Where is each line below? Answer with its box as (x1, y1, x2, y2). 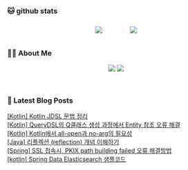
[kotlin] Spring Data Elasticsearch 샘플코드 (7, 155, 126, 163)
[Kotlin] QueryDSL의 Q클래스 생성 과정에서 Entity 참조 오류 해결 (7, 120, 181, 129)
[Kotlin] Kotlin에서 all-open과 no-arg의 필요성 (7, 129, 133, 137)
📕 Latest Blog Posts (7, 96, 74, 105)
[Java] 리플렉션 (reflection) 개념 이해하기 (7, 138, 120, 146)
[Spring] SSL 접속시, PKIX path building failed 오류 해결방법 (7, 146, 172, 154)
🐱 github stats (7, 6, 58, 16)
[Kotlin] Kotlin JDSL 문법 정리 (7, 111, 88, 120)
